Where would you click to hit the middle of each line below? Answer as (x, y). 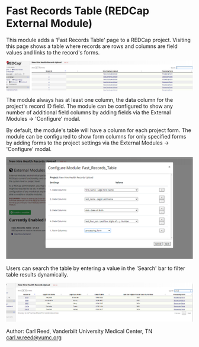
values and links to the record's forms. (53, 52)
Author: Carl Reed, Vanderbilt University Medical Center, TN (79, 331)
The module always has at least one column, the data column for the (90, 100)
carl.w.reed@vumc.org (34, 337)
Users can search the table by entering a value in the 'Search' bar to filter (96, 268)
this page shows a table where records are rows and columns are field (92, 46)
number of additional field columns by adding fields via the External (89, 113)
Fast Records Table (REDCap (78, 11)
